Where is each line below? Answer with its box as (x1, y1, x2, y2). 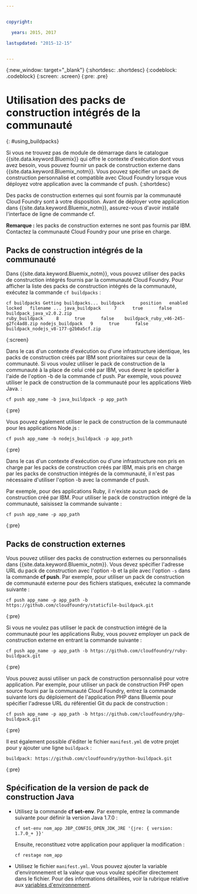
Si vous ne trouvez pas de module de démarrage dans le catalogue (6, 149, 169, 156)
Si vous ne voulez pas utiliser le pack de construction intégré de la (6, 624, 167, 631)
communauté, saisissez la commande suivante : (6, 501, 122, 508)
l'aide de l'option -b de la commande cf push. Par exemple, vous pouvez (6, 373, 182, 380)
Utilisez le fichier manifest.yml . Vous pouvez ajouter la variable (14, 862, 168, 869)
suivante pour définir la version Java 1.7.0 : (14, 814, 118, 821)
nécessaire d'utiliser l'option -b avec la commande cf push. (6, 476, 150, 483)
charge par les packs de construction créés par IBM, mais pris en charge (6, 464, 183, 471)
